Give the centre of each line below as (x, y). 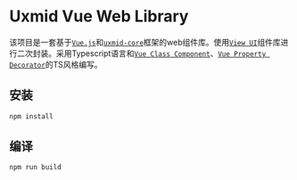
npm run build (36, 168)
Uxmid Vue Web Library (99, 16)
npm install (31, 116)
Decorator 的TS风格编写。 (56, 64)
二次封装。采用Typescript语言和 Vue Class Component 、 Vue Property (141, 53)
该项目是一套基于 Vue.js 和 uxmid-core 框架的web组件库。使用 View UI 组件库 (145, 42)
